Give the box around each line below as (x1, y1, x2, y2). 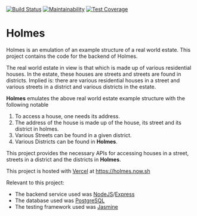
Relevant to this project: (6, 179, 64, 186)
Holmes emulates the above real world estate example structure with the (6, 94, 185, 101)
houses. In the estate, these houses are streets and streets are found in (6, 70, 181, 78)
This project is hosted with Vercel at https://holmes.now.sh (6, 167, 150, 174)
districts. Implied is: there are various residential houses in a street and (6, 76, 180, 84)
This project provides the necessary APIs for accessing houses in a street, (6, 149, 189, 156)
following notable (6, 101, 49, 108)
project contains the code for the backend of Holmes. (6, 53, 138, 60)
